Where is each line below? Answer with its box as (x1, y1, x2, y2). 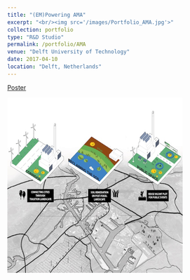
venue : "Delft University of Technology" (7, 48, 130, 55)
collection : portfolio (7, 26, 74, 33)
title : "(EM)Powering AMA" (7, 11, 86, 18)
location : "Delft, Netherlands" (7, 63, 102, 70)
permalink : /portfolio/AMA (7, 41, 86, 48)
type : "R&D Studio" (7, 34, 65, 41)
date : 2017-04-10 (7, 56, 58, 63)
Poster (7, 83, 27, 91)
